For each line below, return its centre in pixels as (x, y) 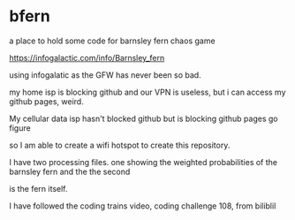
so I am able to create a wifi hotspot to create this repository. (120, 145)
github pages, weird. (46, 101)
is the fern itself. (38, 188)
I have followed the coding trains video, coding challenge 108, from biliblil (143, 206)
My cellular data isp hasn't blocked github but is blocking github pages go (144, 118)
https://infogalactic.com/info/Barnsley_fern (87, 57)
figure (20, 128)
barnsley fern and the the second (70, 171)
